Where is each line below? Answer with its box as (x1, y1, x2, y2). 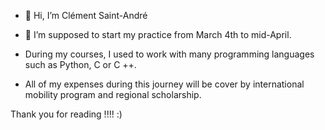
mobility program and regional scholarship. (24, 89, 202, 100)
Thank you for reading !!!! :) (10, 108, 123, 120)
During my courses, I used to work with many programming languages (24, 48, 315, 60)
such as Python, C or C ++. (24, 59, 137, 70)
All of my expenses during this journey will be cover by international (24, 78, 305, 90)
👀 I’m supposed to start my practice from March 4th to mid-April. (24, 29, 292, 40)
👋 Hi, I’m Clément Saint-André (24, 10, 148, 21)
